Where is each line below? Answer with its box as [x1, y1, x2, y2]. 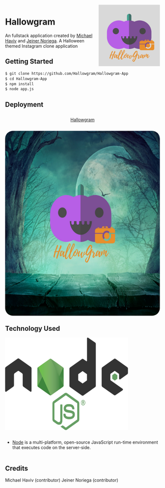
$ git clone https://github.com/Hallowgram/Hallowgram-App [5, 71, 129, 76]
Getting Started [5, 57, 54, 66]
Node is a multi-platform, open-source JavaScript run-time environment [12, 439, 158, 445]
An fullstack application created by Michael [5, 33, 93, 38]
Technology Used [5, 324, 60, 333]
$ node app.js [5, 87, 34, 92]
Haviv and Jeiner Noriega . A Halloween [5, 37, 84, 43]
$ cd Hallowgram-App [5, 76, 48, 81]
